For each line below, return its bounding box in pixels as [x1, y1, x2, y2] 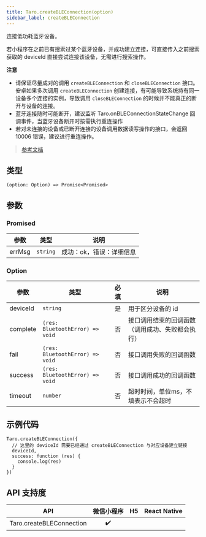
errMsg [9, 248, 31, 256]
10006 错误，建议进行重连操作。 [15, 132, 97, 140]
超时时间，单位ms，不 [128, 387, 193, 396]
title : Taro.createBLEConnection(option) [6, 9, 114, 15]
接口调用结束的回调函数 [128, 316, 196, 325]
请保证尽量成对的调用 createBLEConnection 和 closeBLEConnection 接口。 [15, 79, 199, 86]
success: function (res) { [12, 453, 81, 460]
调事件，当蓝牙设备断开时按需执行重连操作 [15, 117, 123, 124]
